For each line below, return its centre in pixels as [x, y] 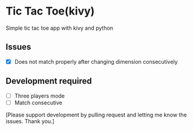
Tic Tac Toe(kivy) [50, 11]
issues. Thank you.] [30, 121]
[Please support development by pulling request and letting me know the [96, 115]
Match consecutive [38, 102]
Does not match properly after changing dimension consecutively [96, 61]
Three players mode [39, 96]
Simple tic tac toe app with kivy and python [59, 28]
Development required [49, 81]
